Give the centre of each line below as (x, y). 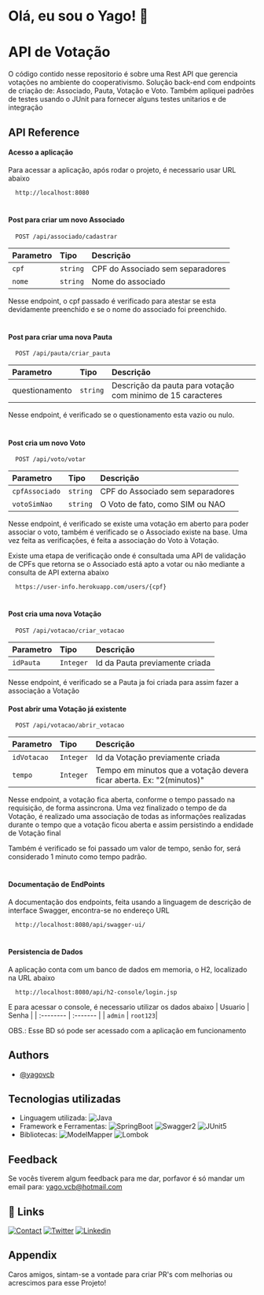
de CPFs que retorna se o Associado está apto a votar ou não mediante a (126, 564)
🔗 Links (26, 1212)
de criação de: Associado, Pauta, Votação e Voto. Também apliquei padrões (131, 91)
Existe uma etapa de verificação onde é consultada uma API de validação (127, 556)
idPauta (26, 662)
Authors (29, 1055)
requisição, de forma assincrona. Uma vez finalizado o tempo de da (117, 808)
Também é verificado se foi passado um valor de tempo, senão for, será (125, 848)
